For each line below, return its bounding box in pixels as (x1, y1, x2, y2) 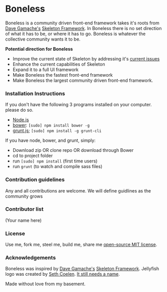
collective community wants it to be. (5, 36, 81, 42)
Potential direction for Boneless (5, 46, 73, 52)
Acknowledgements (5, 254, 56, 262)
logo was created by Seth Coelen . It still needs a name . (5, 271, 120, 277)
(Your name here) (5, 217, 42, 223)
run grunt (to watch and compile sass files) (12, 164, 103, 170)
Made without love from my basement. (5, 281, 86, 287)
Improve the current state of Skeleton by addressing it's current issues (12, 55, 160, 61)
